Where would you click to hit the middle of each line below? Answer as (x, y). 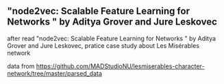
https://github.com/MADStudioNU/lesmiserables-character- (120, 66)
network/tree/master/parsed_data (55, 73)
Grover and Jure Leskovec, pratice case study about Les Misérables (103, 45)
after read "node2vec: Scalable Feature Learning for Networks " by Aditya (112, 38)
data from (21, 66)
